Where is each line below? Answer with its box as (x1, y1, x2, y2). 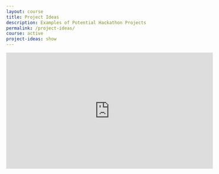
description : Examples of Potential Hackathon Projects (6, 19, 146, 25)
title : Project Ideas (6, 14, 60, 20)
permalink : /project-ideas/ (6, 25, 76, 31)
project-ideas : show (6, 36, 57, 42)
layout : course (6, 8, 44, 15)
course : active (6, 31, 44, 37)
